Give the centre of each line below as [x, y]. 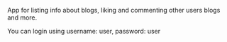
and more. [22, 17]
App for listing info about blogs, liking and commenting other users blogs [114, 10]
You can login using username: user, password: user [84, 31]
